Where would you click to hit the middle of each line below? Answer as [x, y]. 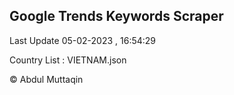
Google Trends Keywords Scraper [116, 16]
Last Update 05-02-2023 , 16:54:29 [83, 40]
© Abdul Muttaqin [46, 79]
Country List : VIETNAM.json [68, 60]
